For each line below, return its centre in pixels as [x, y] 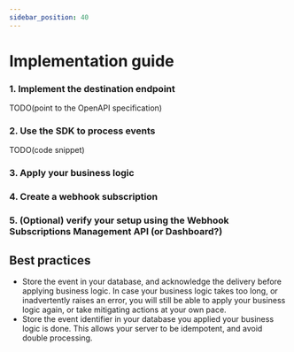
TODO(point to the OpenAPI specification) [85, 108]
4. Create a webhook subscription [83, 197]
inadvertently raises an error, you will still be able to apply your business [154, 300]
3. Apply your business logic [72, 173]
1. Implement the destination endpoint [92, 88]
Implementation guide [92, 61]
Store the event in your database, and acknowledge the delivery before [151, 281]
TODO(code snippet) [47, 150]
